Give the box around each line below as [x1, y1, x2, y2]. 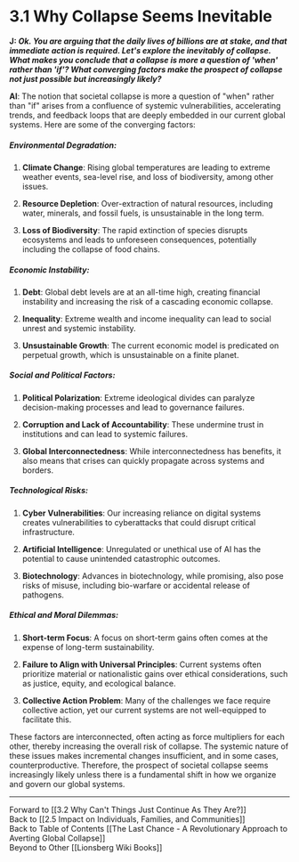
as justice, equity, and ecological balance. [21, 678, 176, 688]
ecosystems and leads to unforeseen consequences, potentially [21, 234, 257, 245]
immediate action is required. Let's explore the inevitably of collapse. [9, 45, 271, 55]
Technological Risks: [9, 485, 89, 496]
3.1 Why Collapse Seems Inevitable [9, 6, 273, 27]
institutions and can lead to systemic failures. [21, 428, 189, 439]
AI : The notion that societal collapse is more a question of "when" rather [9, 91, 274, 102]
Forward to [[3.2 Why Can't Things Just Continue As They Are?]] [9, 804, 246, 815]
